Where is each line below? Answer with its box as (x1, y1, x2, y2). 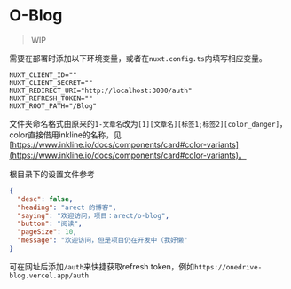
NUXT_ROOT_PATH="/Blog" (9, 101, 98, 111)
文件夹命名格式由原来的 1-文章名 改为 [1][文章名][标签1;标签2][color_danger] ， (9, 118, 288, 129)
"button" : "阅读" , (17, 219, 83, 229)
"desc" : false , (17, 194, 74, 204)
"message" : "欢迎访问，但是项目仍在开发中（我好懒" (17, 236, 188, 245)
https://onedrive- (193, 262, 263, 271)
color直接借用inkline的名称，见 (9, 129, 122, 140)
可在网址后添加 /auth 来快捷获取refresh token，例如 (9, 261, 195, 271)
